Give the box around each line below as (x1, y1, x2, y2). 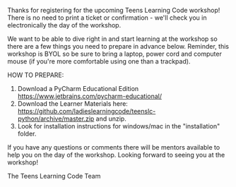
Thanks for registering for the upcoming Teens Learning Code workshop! (7, 6, 220, 14)
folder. (17, 130, 37, 138)
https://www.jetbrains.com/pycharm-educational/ (17, 92, 163, 100)
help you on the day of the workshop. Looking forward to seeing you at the (7, 151, 225, 159)
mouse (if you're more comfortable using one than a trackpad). (7, 57, 191, 66)
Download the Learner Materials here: (17, 99, 129, 108)
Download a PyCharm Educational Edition (17, 85, 139, 92)
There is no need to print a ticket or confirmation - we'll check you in (7, 13, 207, 22)
